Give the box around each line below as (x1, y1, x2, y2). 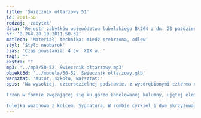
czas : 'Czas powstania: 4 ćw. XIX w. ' (6, 48, 106, 54)
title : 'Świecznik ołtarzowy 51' (6, 8, 90, 15)
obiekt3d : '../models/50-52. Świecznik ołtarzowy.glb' (6, 70, 146, 76)
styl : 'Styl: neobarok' (6, 43, 66, 49)
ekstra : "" (6, 59, 33, 65)
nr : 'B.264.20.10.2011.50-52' (6, 31, 82, 37)
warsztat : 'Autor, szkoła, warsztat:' (6, 75, 103, 81)
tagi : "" (6, 53, 28, 59)
